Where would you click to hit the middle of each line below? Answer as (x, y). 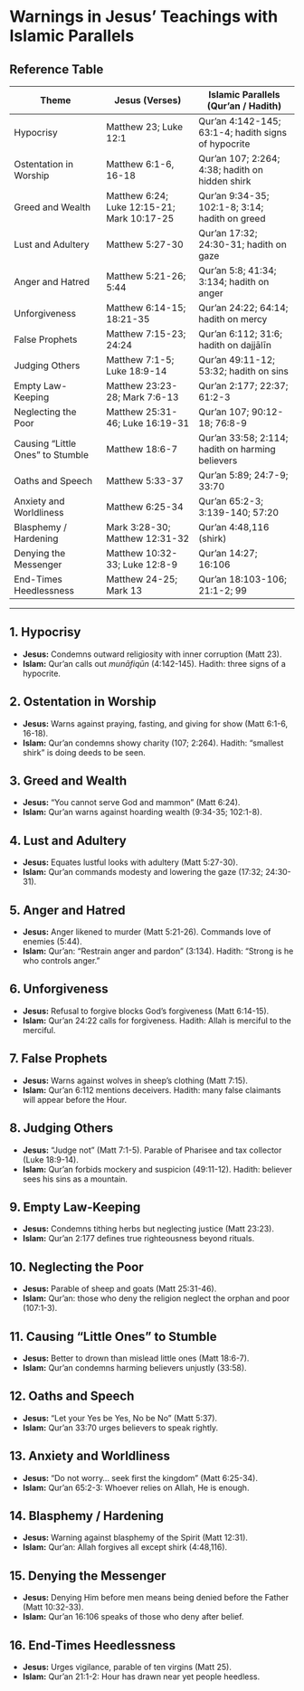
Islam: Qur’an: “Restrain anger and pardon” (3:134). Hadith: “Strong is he (158, 951)
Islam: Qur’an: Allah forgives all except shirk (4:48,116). (125, 1547)
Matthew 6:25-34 (144, 507)
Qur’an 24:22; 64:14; (243, 308)
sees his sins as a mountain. (75, 1179)
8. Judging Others (62, 1128)
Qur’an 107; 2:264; (239, 158)
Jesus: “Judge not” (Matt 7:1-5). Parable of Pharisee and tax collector (152, 1150)
